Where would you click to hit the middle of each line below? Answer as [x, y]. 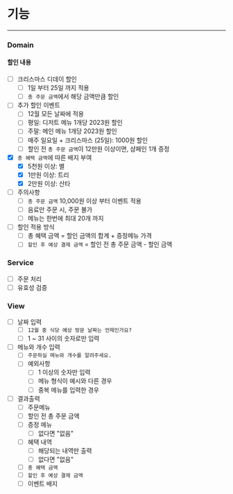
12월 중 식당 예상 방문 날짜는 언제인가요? [80, 330]
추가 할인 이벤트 [38, 105]
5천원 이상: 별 [46, 166]
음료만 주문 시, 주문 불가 [60, 210]
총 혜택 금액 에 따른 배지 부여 [54, 157]
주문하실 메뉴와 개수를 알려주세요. [70, 356]
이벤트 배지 [42, 484]
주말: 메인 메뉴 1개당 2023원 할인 [72, 131]
